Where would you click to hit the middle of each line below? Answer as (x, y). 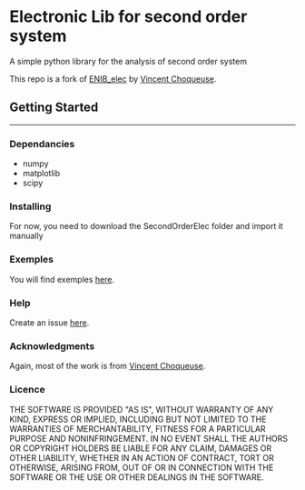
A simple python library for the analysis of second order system (128, 61)
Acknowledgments (52, 345)
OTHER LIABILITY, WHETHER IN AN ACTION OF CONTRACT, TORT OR (142, 457)
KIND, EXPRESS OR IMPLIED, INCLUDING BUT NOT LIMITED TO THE (138, 419)
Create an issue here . (49, 322)
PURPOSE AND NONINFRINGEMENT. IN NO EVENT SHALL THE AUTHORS (149, 438)
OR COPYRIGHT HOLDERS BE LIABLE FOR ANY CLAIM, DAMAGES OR (141, 448)
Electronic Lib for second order (128, 17)
